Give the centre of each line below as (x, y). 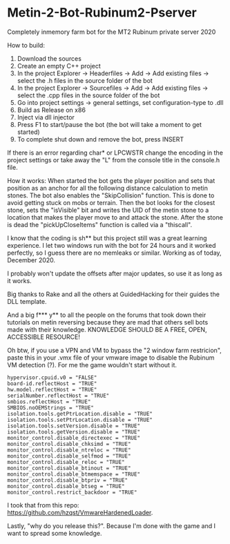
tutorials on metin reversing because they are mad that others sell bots (108, 322)
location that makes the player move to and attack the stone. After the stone (115, 217)
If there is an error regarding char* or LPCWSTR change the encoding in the (115, 153)
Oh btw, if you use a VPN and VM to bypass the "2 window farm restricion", (115, 350)
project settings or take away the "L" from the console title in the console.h (113, 159)
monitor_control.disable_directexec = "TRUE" (74, 438)
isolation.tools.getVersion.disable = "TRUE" (74, 432)
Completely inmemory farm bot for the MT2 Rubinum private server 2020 (112, 32)
